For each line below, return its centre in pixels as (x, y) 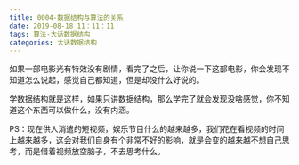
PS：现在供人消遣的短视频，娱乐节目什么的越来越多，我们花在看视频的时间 (147, 129)
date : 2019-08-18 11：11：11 (62, 26)
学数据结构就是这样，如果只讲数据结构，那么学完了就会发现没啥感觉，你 (141, 99)
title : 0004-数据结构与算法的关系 (66, 17)
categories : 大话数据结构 (53, 42)
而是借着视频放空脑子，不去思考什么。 (95, 152)
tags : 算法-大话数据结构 (50, 34)
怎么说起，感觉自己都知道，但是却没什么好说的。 (114, 80)
